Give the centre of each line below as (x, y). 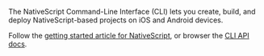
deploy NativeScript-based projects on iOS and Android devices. (116, 20)
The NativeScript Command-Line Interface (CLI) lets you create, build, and (132, 12)
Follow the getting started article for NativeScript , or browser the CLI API (129, 36)
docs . (18, 44)
